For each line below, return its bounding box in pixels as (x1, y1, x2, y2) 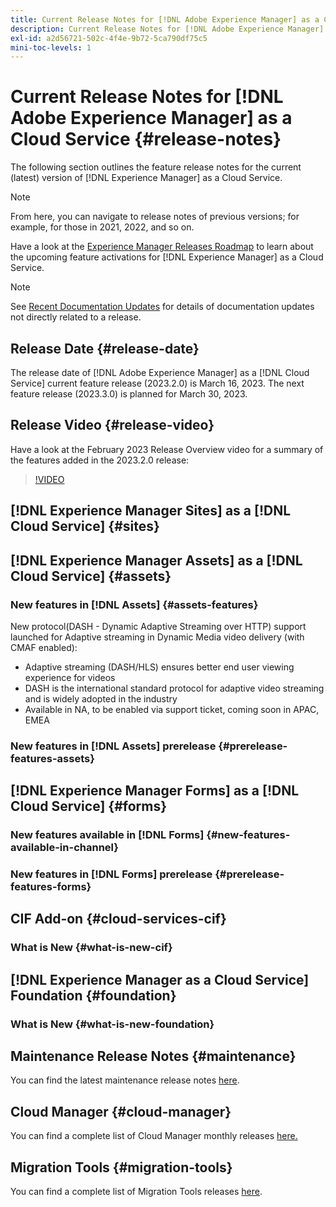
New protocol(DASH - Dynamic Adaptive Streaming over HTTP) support (10, 620, 307, 632)
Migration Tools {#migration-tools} (10, 1159, 233, 1176)
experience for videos (24, 671, 116, 683)
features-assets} (10, 751, 95, 765)
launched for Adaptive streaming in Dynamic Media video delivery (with (10, 631, 305, 643)
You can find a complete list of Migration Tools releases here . (10, 1186, 263, 1198)
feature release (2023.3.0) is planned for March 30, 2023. (10, 388, 248, 400)
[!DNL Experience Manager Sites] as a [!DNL (10, 502, 292, 520)
